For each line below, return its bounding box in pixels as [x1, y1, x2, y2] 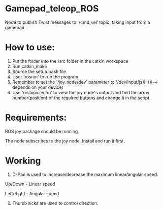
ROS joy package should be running [5, 128, 78, 134]
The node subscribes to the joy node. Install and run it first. [5, 138, 125, 143]
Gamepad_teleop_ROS [5, 3, 99, 14]
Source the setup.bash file [12, 69, 66, 74]
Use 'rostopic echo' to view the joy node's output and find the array [12, 89, 150, 95]
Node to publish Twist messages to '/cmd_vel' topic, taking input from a [5, 19, 150, 25]
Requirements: [5, 112, 67, 123]
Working [5, 155, 41, 166]
